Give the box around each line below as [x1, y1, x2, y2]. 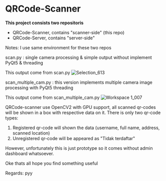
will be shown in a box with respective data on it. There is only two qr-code [5, 109, 161, 115]
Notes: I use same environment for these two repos [5, 44, 112, 50]
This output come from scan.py [5, 69, 70, 76]
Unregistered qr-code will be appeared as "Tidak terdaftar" [12, 135, 135, 141]
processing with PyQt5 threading [5, 84, 73, 91]
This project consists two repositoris [5, 20, 84, 26]
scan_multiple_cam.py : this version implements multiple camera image [5, 79, 152, 85]
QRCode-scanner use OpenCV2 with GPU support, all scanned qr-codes [5, 104, 156, 110]
